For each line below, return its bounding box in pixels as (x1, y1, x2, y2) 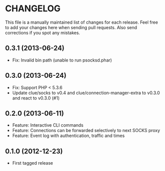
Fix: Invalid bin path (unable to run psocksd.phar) (12, 57, 112, 63)
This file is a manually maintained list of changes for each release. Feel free (5, 19, 159, 25)
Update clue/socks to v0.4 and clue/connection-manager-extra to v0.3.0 (12, 90, 160, 96)
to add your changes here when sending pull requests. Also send (5, 24, 137, 30)
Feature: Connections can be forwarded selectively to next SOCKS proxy (12, 128, 160, 134)
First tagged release (12, 160, 53, 166)
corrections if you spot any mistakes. (5, 30, 80, 35)
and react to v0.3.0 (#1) (12, 95, 60, 101)
